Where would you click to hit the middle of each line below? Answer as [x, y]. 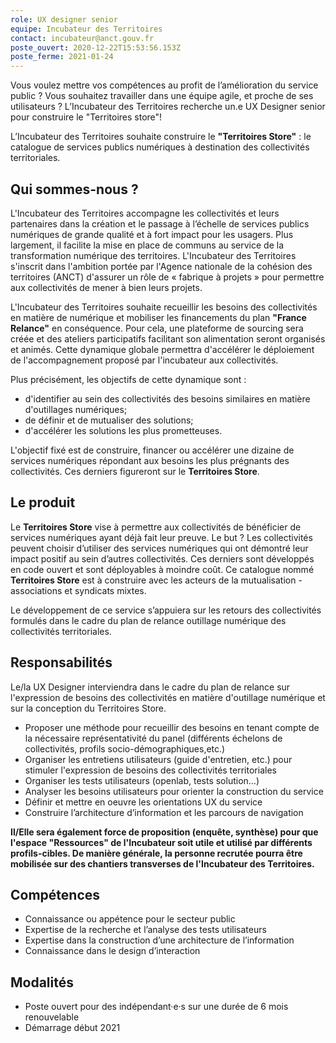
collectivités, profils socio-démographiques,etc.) [125, 748]
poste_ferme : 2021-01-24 [62, 57]
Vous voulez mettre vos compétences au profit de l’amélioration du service [164, 85]
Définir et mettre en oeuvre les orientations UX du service [143, 802]
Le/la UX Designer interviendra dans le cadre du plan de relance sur [150, 687]
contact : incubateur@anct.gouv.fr [82, 38]
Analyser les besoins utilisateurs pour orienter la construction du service [174, 791]
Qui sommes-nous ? [74, 189]
